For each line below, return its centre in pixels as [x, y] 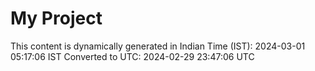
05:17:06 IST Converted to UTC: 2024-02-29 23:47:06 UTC [132, 56]
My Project [56, 18]
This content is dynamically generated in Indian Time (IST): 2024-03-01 [158, 46]
